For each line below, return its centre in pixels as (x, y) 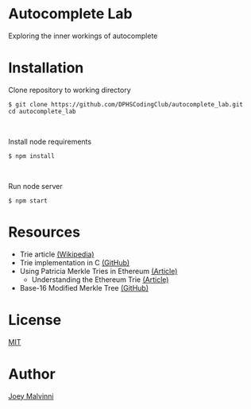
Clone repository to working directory (70, 90)
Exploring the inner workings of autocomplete (83, 36)
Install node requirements (50, 141)
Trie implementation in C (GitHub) (75, 262)
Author (32, 374)
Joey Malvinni (31, 396)
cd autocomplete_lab (42, 111)
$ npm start (28, 201)
